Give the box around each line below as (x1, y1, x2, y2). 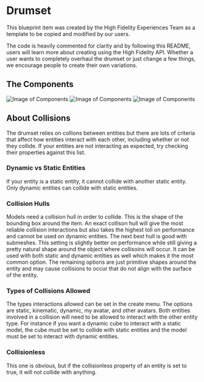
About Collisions (6, 113, 71, 124)
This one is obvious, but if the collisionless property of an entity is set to (6, 362, 187, 369)
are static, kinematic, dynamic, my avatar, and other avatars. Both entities (6, 307, 191, 314)
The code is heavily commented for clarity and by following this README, (6, 42, 191, 49)
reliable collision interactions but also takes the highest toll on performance (6, 226, 195, 233)
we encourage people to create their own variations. (6, 62, 138, 69)
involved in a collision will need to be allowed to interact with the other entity (6, 313, 198, 320)
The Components (6, 79, 74, 90)
